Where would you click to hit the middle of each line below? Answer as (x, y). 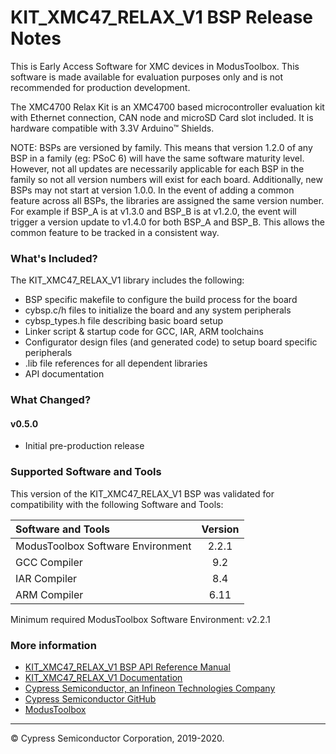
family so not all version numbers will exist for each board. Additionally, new (166, 179)
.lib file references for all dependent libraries (116, 363)
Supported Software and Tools (86, 472)
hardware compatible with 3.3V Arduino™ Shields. (112, 128)
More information (53, 645)
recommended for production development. (100, 87)
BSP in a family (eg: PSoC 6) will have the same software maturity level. (157, 158)
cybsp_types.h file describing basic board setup (123, 321)
